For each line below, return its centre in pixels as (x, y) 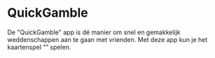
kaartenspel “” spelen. (39, 47)
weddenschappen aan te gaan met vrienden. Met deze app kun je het (107, 39)
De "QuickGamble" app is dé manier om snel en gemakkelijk (94, 32)
